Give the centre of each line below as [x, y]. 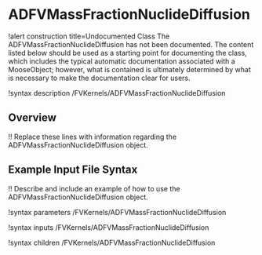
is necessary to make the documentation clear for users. [99, 78]
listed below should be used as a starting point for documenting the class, [127, 53]
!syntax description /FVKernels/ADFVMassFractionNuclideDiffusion [117, 93]
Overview [33, 118]
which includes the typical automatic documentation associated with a [122, 61]
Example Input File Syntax [73, 170]
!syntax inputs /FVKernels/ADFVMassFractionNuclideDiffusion [109, 227]
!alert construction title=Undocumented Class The [89, 36]
